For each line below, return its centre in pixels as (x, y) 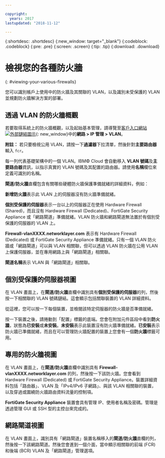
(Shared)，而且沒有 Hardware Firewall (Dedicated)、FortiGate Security (77, 211)
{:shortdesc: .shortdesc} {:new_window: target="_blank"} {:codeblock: (77, 41)
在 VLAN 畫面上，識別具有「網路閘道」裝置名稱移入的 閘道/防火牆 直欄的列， (82, 438)
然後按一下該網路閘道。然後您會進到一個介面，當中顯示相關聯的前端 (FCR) (80, 444)
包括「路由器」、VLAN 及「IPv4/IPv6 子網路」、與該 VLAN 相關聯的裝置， (82, 386)
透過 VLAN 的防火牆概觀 (42, 115)
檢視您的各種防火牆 (44, 68)
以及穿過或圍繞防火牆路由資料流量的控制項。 (50, 392)
